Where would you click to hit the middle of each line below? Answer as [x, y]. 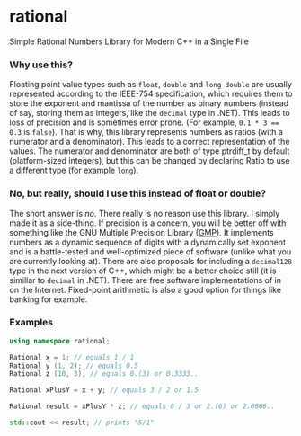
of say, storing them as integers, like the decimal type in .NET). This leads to [150, 113]
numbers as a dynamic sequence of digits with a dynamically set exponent [147, 242]
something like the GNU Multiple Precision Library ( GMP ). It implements [142, 232]
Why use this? [41, 65]
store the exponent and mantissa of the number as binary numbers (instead [149, 103]
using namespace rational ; [60, 341]
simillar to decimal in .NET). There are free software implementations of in [145, 280]
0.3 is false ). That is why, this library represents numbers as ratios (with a [146, 132]
